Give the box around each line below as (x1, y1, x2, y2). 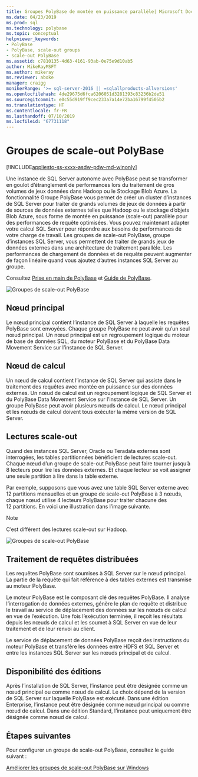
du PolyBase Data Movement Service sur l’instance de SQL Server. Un (6, 396, 177, 403)
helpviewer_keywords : (6, 36, 60, 42)
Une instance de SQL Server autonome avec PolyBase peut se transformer (6, 175, 187, 182)
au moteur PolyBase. (6, 582, 57, 590)
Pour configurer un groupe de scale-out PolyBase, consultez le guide (6, 746, 174, 753)
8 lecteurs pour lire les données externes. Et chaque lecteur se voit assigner (6, 466, 192, 473)
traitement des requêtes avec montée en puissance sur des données (6, 383, 173, 390)
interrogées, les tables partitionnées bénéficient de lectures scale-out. (6, 454, 177, 461)
